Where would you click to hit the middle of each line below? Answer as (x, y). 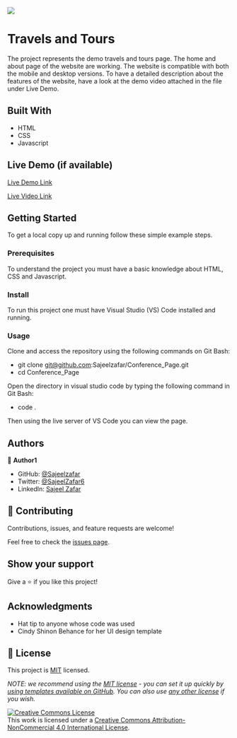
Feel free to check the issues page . (58, 541)
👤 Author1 (22, 460)
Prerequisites (31, 253)
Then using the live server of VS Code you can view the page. (98, 421)
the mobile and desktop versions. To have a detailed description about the (115, 74)
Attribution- (169, 720)
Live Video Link (30, 196)
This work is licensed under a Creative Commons (79, 720)
